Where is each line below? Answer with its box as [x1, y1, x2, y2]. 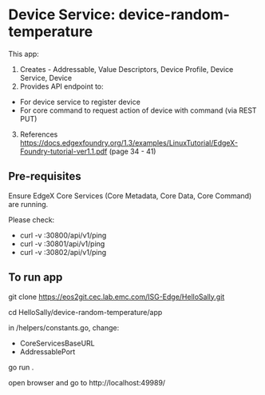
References [19, 130, 58, 139]
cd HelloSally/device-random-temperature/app [8, 307, 163, 317]
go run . [8, 362, 34, 372]
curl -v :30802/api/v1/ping [19, 247, 107, 257]
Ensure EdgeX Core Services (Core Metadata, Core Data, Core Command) [8, 190, 252, 201]
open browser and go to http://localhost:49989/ [8, 377, 166, 387]
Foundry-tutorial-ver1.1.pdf [19, 146, 108, 156]
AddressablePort [19, 346, 76, 357]
